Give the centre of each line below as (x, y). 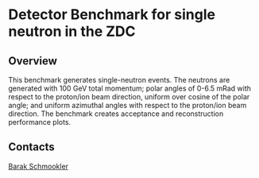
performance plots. (40, 122)
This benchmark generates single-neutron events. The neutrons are (119, 80)
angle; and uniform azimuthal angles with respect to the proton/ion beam (128, 105)
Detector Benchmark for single (112, 15)
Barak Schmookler (39, 166)
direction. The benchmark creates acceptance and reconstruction (116, 114)
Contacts (32, 147)
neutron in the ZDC (72, 31)
